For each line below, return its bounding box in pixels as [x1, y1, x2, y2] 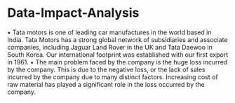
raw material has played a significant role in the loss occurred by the [7, 80, 205, 88]
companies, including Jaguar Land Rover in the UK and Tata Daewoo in [7, 43, 213, 51]
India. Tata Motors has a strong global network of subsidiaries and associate [7, 35, 228, 43]
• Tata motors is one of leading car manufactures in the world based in [7, 28, 212, 36]
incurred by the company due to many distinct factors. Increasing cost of [7, 72, 219, 81]
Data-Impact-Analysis [7, 5, 140, 21]
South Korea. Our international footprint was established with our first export [7, 50, 229, 59]
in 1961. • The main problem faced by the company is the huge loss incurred [7, 57, 228, 66]
